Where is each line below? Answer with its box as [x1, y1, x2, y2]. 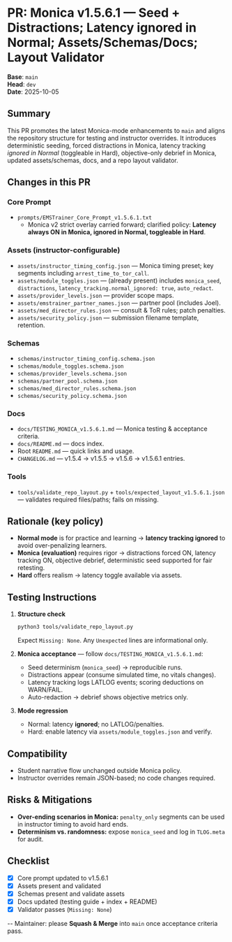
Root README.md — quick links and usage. [17, 447, 134, 455]
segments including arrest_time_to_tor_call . [17, 269, 150, 277]
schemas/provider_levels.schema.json [17, 371, 127, 378]
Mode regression [17, 706, 68, 715]
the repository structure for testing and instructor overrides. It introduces [7, 134, 217, 142]
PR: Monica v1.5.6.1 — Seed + [7, 5, 180, 21]
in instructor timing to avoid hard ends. [17, 820, 129, 828]
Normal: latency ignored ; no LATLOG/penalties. [27, 720, 164, 729]
